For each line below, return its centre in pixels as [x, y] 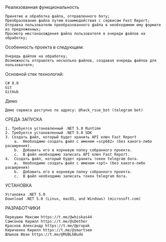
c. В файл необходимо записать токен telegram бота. [71, 176]
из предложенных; [23, 29]
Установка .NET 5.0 [25, 194]
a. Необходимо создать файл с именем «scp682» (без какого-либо [83, 141]
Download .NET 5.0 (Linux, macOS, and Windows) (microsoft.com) [73, 199]
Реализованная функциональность [42, 7]
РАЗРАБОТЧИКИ [23, 208]
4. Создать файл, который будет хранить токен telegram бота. [72, 159]
